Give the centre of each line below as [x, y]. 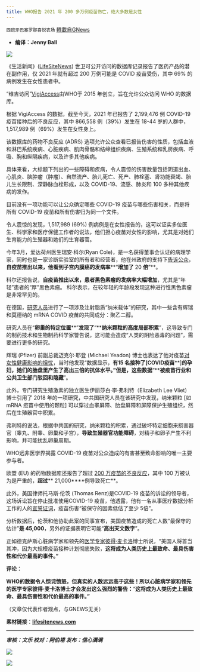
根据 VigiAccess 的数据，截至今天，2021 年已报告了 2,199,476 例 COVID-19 [99, 113]
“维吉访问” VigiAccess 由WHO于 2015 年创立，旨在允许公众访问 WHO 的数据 [99, 94]
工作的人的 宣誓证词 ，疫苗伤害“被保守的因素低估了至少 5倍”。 [81, 508]
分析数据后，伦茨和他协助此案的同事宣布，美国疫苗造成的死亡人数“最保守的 [99, 521]
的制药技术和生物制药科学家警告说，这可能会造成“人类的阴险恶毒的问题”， [97, 335]
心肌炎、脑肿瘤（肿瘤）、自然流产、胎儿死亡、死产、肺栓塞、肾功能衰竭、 [96, 176]
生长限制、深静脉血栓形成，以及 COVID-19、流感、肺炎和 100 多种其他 [98, 184]
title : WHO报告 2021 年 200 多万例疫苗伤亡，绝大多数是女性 [74, 12]
